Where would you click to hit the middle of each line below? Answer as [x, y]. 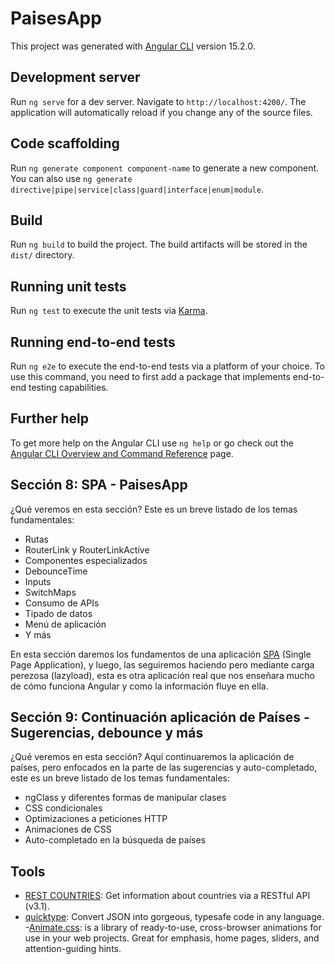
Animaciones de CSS [68, 829]
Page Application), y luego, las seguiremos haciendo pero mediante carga [162, 664]
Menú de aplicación [65, 624]
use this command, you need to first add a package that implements [150, 376]
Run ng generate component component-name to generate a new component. [165, 168]
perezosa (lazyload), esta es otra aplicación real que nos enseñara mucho [162, 675]
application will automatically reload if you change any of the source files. [161, 112]
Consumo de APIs [62, 603]
